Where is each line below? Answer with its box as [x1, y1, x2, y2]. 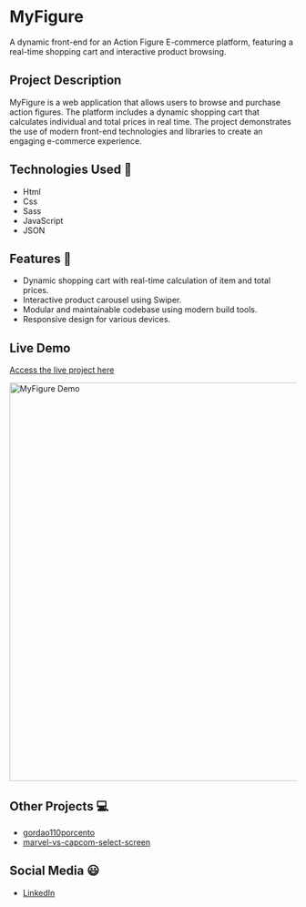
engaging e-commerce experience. [9, 135, 143, 147]
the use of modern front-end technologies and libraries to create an [9, 126, 263, 137]
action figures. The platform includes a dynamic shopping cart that [9, 107, 260, 117]
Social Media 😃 [9, 863, 100, 879]
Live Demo [9, 340, 71, 356]
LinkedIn [22, 887, 56, 898]
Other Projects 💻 [9, 799, 109, 814]
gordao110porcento [22, 827, 96, 838]
